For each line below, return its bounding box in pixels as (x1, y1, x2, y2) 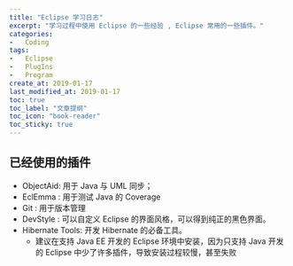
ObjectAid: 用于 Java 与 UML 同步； (21, 180, 153, 191)
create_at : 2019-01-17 (9, 79, 93, 88)
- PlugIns (9, 63, 53, 72)
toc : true (9, 95, 46, 105)
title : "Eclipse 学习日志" (9, 12, 104, 22)
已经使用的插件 (9, 155, 91, 170)
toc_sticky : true (9, 121, 73, 129)
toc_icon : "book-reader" (9, 112, 101, 121)
